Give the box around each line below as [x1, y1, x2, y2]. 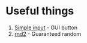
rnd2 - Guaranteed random [14, 30, 82, 37]
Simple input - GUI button [14, 24, 78, 31]
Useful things [5, 4, 74, 18]
